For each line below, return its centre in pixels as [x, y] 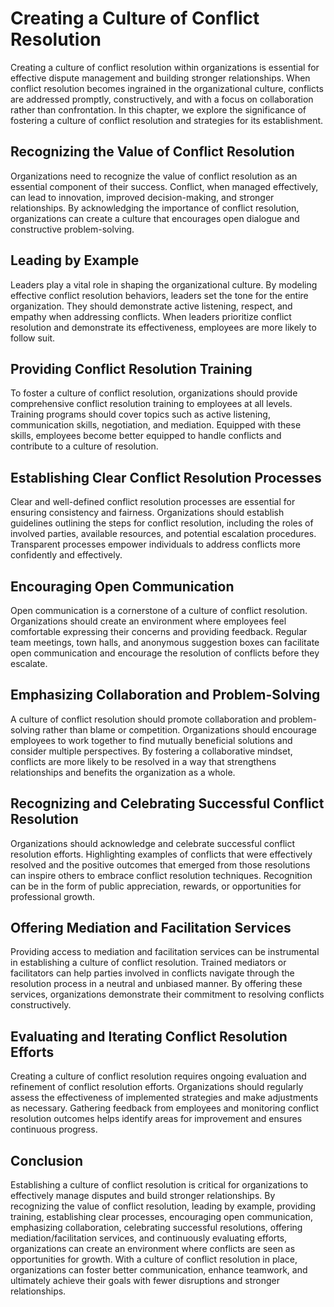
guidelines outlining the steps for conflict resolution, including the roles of [162, 523]
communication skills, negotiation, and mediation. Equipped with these [156, 425]
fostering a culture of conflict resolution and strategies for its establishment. [167, 120]
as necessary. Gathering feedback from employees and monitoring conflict [165, 1108]
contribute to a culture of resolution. [84, 446]
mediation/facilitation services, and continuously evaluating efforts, [149, 1238]
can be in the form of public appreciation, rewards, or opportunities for [156, 886]
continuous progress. [54, 1129]
